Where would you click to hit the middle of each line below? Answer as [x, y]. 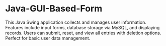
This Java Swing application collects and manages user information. [76, 22]
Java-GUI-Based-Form [54, 9]
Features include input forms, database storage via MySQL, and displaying [82, 27]
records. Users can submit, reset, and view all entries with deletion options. [83, 33]
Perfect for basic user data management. [48, 38]
